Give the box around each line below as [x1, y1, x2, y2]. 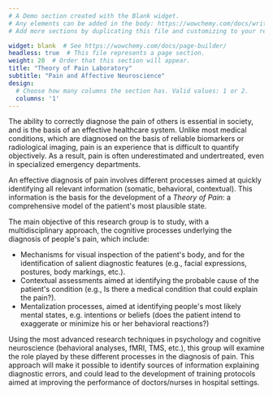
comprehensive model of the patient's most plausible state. [8, 201, 207, 211]
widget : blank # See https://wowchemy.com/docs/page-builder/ [8, 41, 227, 49]
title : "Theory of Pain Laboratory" [8, 64, 132, 73]
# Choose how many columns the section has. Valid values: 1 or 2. [15, 87, 249, 95]
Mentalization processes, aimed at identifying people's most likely [19, 302, 241, 311]
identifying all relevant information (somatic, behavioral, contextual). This [8, 184, 253, 194]
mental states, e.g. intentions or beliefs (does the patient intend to [19, 310, 241, 320]
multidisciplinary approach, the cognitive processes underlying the [8, 225, 232, 235]
